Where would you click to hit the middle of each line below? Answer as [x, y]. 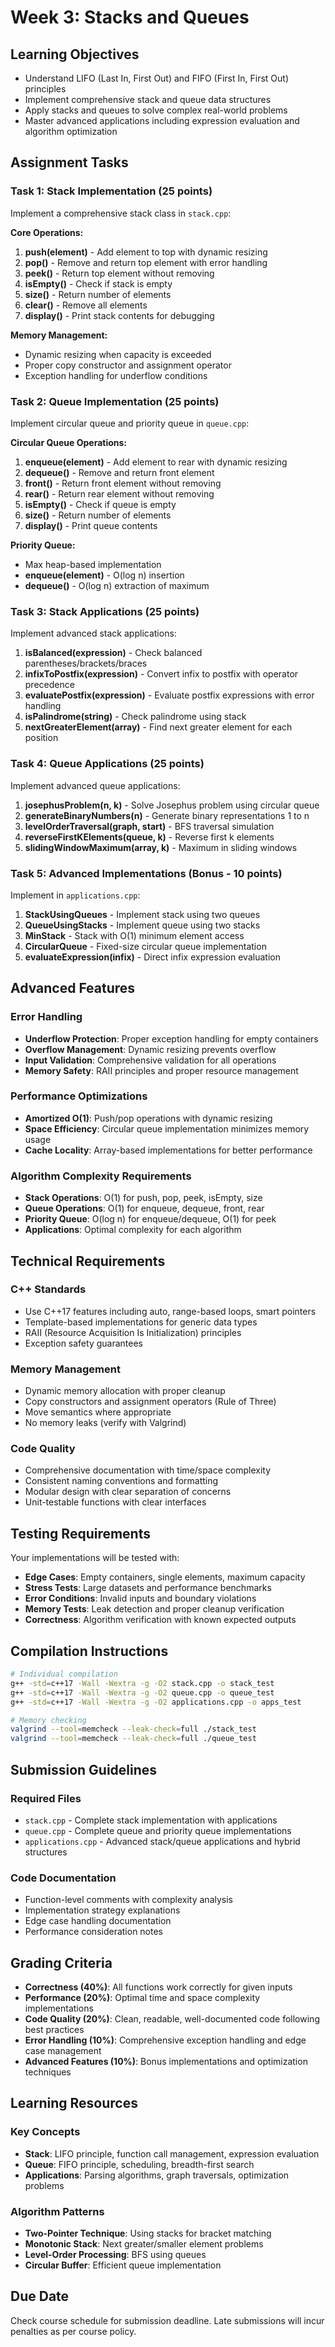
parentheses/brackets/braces [86, 663]
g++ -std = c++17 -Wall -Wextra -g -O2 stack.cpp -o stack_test [142, 1683]
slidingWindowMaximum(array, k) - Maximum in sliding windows [161, 847]
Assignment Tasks [69, 162]
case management [63, 2050]
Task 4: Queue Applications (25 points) [107, 764]
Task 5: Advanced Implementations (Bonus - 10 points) [146, 873]
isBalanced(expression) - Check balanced [113, 653]
